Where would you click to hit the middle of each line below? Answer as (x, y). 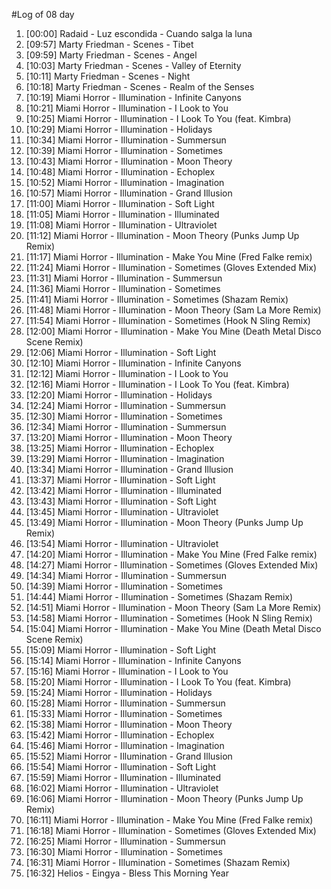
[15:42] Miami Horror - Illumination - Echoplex (120, 735)
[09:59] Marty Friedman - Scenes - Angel (111, 55)
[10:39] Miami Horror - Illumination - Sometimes (124, 150)
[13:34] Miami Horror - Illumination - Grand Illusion (129, 469)
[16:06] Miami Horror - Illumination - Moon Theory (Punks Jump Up (164, 798)
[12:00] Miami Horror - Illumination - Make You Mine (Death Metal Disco (173, 331)
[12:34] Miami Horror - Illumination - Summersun (126, 427)
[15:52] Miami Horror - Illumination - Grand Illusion (129, 756)
